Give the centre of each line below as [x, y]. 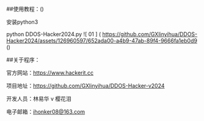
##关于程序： [23, 60]
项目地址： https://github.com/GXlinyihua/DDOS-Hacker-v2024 [86, 86]
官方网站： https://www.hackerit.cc [50, 73]
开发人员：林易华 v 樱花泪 [39, 99]
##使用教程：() [25, 9]
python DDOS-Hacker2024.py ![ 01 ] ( [54, 34]
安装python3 [22, 22]
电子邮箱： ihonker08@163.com [46, 112]
